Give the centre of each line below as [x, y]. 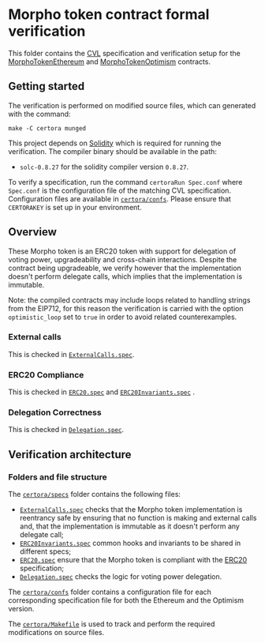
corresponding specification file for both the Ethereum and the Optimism [126, 600]
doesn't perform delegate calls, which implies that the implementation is [125, 276]
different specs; [45, 551]
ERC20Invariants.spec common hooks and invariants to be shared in [130, 543]
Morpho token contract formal [109, 15]
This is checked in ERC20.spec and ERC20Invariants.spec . [102, 392]
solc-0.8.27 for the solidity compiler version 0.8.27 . [104, 167]
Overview [33, 232]
